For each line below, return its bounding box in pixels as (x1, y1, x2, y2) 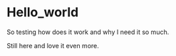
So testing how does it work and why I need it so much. (6, 28, 170, 36)
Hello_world (6, 4, 79, 21)
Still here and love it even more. (6, 41, 99, 50)
